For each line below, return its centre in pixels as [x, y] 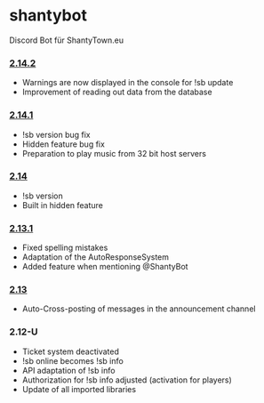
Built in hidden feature [63, 205]
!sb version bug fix [56, 134]
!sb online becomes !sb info [73, 360]
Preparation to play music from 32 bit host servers [114, 153]
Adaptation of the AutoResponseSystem [96, 257]
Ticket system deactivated [71, 351]
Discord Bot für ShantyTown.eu [67, 40]
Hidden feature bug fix [63, 144]
